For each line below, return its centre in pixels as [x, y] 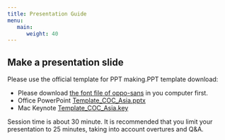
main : [25, 27]
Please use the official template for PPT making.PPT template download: [113, 79]
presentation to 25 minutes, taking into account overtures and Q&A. [105, 129]
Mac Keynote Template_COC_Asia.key [73, 108]
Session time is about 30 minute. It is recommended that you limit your [110, 122]
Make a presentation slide [65, 62]
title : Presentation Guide [47, 14]
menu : [15, 21]
